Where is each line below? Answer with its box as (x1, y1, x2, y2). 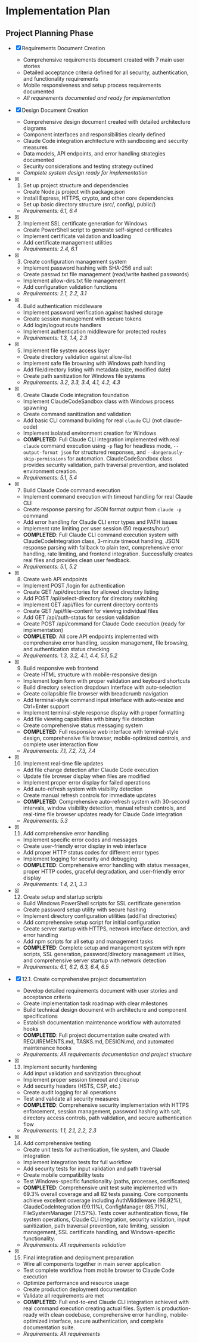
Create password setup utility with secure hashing (23, 906, 147, 913)
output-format (23, 450, 58, 456)
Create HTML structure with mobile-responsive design (23, 671, 157, 678)
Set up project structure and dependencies (23, 182, 129, 189)
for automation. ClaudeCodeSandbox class (67, 455, 173, 462)
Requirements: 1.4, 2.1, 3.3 (23, 881, 88, 887)
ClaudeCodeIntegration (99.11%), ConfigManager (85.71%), (23, 1203, 169, 1210)
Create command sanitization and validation (23, 411, 132, 417)
